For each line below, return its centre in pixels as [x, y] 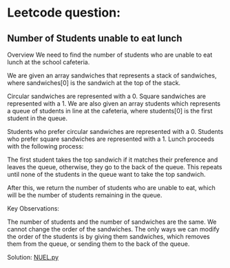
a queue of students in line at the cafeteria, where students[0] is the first [110, 111]
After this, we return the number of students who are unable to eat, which [111, 188]
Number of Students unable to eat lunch [95, 38]
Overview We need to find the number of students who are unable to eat [110, 55]
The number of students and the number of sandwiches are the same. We [112, 222]
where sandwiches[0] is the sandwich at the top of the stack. [94, 83]
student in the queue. [37, 118]
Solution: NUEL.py [33, 257]
